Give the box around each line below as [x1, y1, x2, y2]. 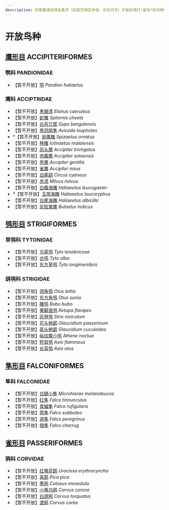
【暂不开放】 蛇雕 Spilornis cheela [12, 114, 84, 121]
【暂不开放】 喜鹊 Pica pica [12, 474, 70, 481]
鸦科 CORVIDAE [5, 455, 44, 462]
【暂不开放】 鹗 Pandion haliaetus [12, 82, 83, 88]
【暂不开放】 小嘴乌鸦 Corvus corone [12, 487, 90, 493]
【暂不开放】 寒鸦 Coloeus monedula [12, 481, 89, 487]
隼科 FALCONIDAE [5, 378, 50, 385]
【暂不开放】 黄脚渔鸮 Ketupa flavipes [12, 307, 91, 313]
